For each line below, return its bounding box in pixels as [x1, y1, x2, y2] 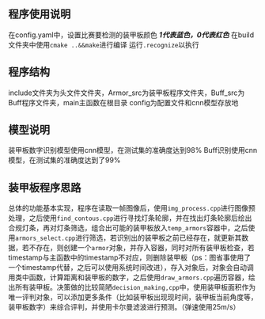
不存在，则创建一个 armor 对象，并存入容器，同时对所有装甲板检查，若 [28, 243, 255, 253]
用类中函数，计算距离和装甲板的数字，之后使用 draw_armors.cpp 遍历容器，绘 [8, 272, 256, 283]
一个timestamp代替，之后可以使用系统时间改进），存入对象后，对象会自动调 [8, 263, 255, 272]
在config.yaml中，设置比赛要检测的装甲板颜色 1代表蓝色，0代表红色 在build [8, 30, 255, 40]
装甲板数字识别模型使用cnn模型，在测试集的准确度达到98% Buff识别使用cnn [8, 146, 258, 155]
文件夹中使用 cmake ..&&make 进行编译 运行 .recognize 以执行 [8, 40, 199, 49]
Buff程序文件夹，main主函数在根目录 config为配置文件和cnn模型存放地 [8, 97, 239, 107]
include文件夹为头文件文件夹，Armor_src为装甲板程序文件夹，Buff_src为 [8, 88, 245, 97]
